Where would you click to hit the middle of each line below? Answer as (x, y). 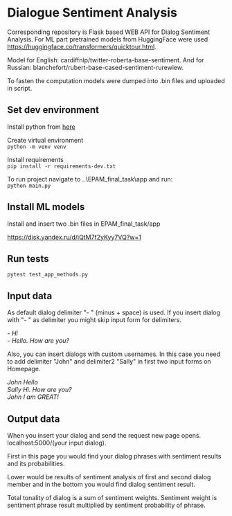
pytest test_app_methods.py (48, 275)
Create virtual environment (45, 140)
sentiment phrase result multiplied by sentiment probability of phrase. (106, 505)
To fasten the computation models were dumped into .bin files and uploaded (116, 80)
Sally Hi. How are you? (40, 390)
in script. (20, 88)
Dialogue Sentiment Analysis (92, 13)
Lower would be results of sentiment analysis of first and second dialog (109, 477)
